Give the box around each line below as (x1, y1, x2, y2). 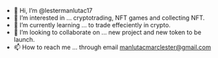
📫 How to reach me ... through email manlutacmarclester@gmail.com (13, 43, 211, 51)
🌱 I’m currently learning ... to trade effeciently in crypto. (13, 21, 171, 29)
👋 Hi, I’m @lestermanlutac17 (13, 7, 93, 14)
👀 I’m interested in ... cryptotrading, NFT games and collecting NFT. (13, 14, 205, 22)
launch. (13, 35, 35, 44)
